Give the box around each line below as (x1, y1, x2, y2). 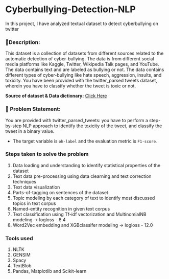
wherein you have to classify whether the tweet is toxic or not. (5, 83, 136, 89)
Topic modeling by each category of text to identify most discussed (12, 195, 155, 201)
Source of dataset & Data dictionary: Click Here (5, 93, 107, 99)
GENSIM (12, 252, 31, 258)
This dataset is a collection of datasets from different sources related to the (5, 50, 164, 57)
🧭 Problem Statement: (5, 106, 61, 113)
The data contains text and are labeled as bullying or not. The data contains (5, 66, 164, 73)
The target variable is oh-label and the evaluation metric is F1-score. (12, 138, 158, 144)
